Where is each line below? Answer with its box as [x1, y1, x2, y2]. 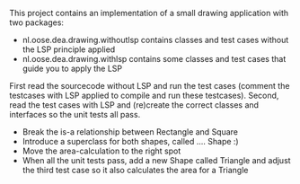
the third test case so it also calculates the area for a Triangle [22, 165, 249, 175]
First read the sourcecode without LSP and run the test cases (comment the [9, 81, 290, 91]
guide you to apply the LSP [22, 63, 123, 74]
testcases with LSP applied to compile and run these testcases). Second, [9, 90, 279, 101]
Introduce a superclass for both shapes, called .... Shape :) [22, 136, 240, 146]
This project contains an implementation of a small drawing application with [9, 8, 289, 18]
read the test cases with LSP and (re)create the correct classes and [9, 100, 259, 110]
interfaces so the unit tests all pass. [9, 110, 141, 119]
